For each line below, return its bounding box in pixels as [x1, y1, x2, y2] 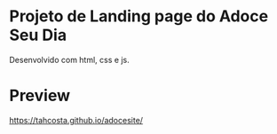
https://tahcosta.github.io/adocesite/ [9, 114, 144, 125]
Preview [9, 86, 71, 106]
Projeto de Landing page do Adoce [9, 6, 269, 27]
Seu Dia [9, 25, 67, 45]
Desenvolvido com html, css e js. [9, 54, 131, 65]
